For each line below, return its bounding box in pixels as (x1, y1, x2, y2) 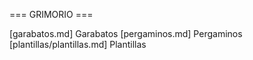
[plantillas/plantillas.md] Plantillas (9, 39, 147, 50)
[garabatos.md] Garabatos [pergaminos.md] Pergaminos (9, 28, 243, 39)
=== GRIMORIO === (9, 9, 94, 20)
